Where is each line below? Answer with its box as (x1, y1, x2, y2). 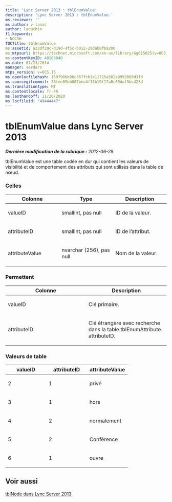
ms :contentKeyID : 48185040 (5, 55, 63, 61)
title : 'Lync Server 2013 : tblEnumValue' (5, 7, 97, 13)
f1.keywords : (5, 31, 33, 37)
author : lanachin (5, 27, 42, 32)
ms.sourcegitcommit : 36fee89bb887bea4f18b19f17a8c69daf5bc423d (5, 79, 143, 84)
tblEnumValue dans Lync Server (5, 120, 144, 132)
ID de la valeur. (115, 209, 152, 217)
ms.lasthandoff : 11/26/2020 (5, 94, 66, 99)
